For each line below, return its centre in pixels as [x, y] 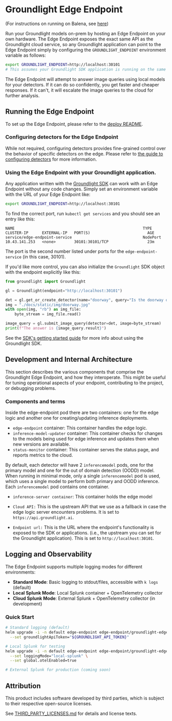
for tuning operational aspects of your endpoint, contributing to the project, [84, 383]
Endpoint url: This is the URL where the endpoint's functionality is [83, 528]
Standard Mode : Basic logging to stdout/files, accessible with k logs [85, 582]
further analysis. [23, 95]
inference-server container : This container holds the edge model [82, 497]
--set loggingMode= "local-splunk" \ [49, 656]
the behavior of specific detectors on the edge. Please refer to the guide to [84, 154]
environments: [20, 572]
